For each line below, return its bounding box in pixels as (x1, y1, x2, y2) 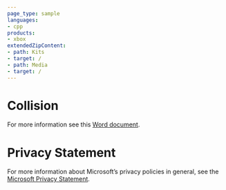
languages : (7, 17, 39, 23)
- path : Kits (7, 49, 45, 56)
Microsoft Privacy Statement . (7, 175, 90, 183)
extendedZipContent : (7, 42, 67, 49)
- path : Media (7, 61, 48, 68)
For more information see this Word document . (7, 120, 140, 129)
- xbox (7, 36, 26, 43)
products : (7, 29, 36, 37)
